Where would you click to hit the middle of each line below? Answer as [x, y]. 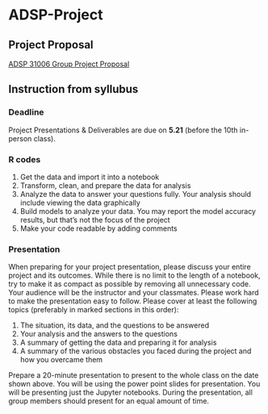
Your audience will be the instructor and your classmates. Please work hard [134, 293]
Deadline [26, 112]
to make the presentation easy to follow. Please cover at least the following [133, 301]
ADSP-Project [56, 15]
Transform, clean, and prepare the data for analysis [105, 185]
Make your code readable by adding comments [98, 228]
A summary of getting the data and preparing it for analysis [118, 343]
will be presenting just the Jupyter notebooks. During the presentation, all [130, 392]
